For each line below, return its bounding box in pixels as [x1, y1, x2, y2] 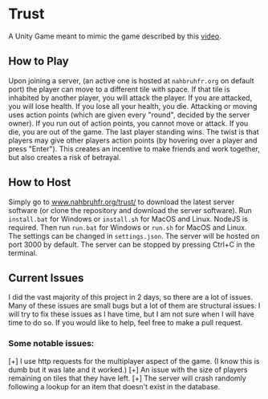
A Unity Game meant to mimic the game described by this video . [8, 31, 222, 41]
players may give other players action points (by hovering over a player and [8, 135, 258, 145]
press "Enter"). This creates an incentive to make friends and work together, [8, 143, 261, 153]
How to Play [8, 54, 70, 68]
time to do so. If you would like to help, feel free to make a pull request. [8, 318, 243, 328]
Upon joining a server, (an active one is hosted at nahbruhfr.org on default [8, 75, 254, 85]
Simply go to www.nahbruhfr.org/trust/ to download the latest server [8, 197, 235, 207]
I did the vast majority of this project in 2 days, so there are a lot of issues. [8, 292, 254, 302]
